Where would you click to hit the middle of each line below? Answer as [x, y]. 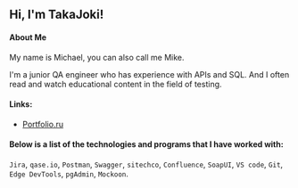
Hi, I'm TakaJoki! [57, 15]
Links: [21, 104]
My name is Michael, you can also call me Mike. [97, 57]
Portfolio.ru [43, 124]
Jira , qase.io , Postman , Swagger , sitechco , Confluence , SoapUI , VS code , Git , [146, 164]
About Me [28, 37]
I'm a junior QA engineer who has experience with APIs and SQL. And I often [149, 74]
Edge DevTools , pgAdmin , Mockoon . [69, 174]
